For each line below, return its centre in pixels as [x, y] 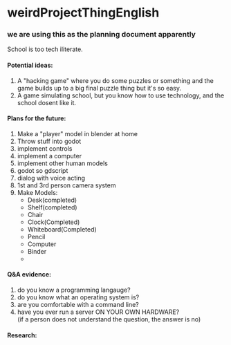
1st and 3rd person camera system [66, 185]
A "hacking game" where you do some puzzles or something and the [115, 80]
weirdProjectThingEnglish [83, 13]
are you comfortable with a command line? [78, 305]
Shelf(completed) [52, 207]
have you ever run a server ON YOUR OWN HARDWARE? [98, 312]
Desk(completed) [52, 200]
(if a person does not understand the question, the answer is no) [109, 319]
